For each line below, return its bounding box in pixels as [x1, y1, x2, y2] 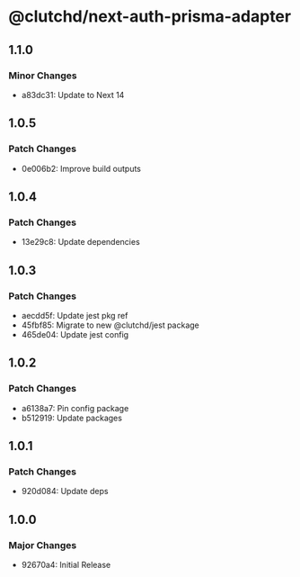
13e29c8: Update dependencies [21, 237, 140, 248]
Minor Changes [8, 69, 77, 82]
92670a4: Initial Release [21, 560, 111, 570]
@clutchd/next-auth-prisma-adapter [8, 6, 292, 27]
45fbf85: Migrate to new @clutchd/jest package [21, 320, 199, 330]
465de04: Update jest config [21, 329, 129, 339]
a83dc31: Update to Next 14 [21, 89, 125, 100]
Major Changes [8, 538, 77, 551]
